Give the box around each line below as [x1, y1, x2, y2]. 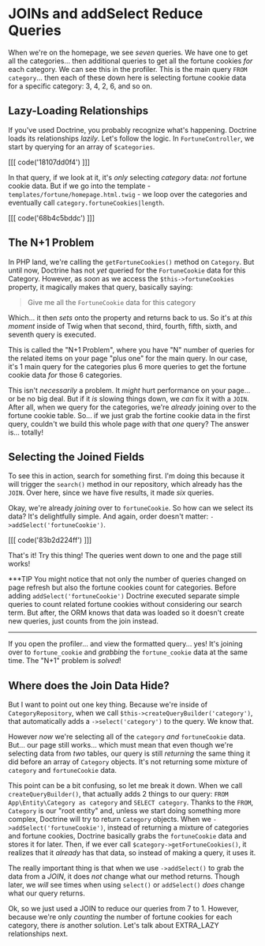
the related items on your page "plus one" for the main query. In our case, [8, 353, 248, 363]
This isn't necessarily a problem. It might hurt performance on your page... [8, 385, 251, 395]
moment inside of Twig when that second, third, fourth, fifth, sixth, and [8, 321, 238, 330]
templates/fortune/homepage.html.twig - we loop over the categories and [8, 189, 248, 198]
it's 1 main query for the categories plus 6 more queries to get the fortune [8, 361, 247, 371]
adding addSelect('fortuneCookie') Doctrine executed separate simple [8, 591, 241, 601]
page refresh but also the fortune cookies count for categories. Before [8, 582, 237, 593]
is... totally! [8, 428, 43, 437]
